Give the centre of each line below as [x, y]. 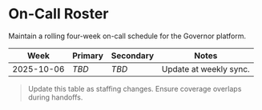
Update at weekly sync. [206, 69]
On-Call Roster [58, 14]
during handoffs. [55, 97]
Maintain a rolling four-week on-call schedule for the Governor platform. [127, 36]
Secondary [133, 55]
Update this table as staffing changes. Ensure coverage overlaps [135, 88]
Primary [88, 55]
